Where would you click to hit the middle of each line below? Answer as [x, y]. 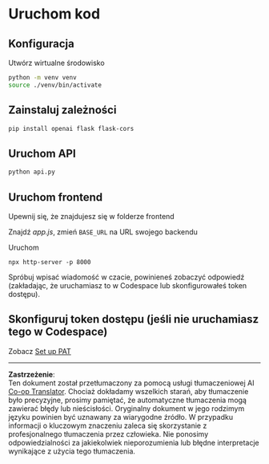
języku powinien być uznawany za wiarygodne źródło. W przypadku [121, 417]
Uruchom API [42, 153]
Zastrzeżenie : [32, 374]
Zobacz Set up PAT [40, 351]
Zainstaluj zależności [62, 110]
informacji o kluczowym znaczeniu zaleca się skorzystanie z [108, 425]
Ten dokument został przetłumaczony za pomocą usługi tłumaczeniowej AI [131, 383]
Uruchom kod [54, 14]
